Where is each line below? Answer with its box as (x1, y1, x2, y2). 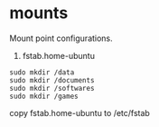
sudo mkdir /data (9, 67, 75, 77)
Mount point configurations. (9, 33, 113, 44)
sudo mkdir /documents (9, 75, 95, 84)
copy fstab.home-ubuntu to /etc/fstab (9, 107, 151, 118)
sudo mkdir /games (9, 92, 79, 101)
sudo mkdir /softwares (9, 83, 95, 93)
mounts (9, 3, 69, 24)
